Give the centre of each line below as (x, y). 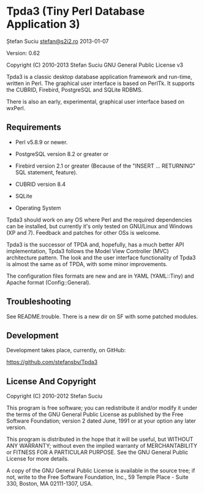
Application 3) (43, 24)
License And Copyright (51, 381)
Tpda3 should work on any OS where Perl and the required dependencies (99, 220)
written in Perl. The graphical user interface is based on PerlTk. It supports (100, 83)
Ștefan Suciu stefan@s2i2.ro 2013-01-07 (58, 41)
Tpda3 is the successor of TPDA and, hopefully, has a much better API (95, 244)
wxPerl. (16, 108)
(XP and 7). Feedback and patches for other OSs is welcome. (83, 232)
